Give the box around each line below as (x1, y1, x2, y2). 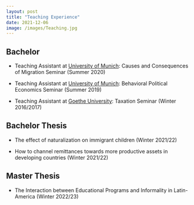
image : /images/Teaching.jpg (6, 25, 78, 31)
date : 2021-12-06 (6, 19, 49, 25)
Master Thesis (6, 171, 60, 181)
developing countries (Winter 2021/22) (14, 154, 109, 161)
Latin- (173, 186, 188, 194)
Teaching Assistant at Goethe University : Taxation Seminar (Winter (14, 98, 176, 105)
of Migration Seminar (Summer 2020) (14, 69, 106, 76)
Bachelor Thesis (6, 121, 67, 131)
